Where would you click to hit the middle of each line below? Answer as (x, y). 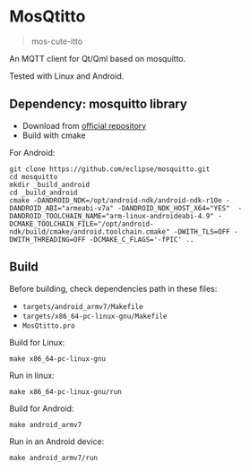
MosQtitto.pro (48, 325)
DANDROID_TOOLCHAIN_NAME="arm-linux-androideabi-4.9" (112, 216)
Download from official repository (84, 125)
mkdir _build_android (50, 184)
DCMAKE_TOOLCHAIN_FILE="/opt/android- (82, 224)
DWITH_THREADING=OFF (48, 239)
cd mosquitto (34, 176)
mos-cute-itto (57, 41)
